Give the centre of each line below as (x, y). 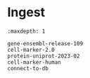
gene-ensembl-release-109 (45, 43)
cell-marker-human (34, 62)
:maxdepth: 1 (26, 31)
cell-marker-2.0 (31, 50)
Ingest (26, 12)
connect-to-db (28, 68)
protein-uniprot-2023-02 (44, 56)
